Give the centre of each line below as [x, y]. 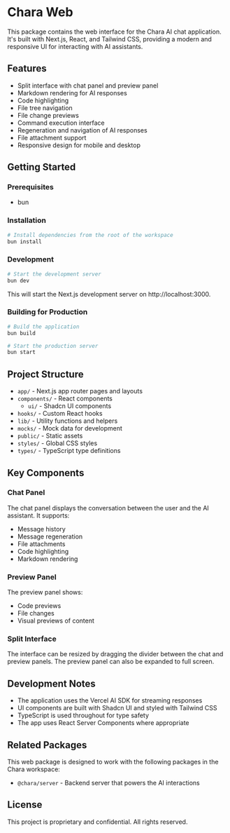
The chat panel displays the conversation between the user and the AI [108, 508]
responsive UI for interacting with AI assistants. [75, 46]
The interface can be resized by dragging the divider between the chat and [115, 654]
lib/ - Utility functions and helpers [67, 421]
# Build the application [43, 327]
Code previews [39, 606]
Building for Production [48, 312]
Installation [27, 220]
